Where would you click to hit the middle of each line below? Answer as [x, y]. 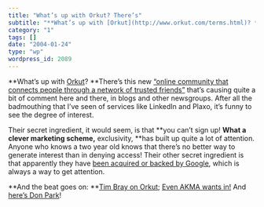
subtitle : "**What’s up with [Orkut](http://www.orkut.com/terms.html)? [130, 23]
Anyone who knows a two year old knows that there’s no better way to [122, 147]
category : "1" [31, 30]
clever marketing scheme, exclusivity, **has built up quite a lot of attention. [132, 138]
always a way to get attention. [57, 171]
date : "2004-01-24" [40, 45]
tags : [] [22, 37]
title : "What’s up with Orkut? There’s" [75, 15]
